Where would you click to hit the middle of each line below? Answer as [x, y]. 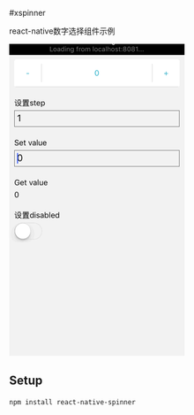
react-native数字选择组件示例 [62, 31]
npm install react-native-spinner [73, 402]
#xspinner [27, 13]
